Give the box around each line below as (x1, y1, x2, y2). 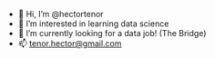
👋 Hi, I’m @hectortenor (17, 9, 104, 19)
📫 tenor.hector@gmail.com (17, 38, 122, 49)
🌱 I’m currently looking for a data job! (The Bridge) (17, 28, 207, 38)
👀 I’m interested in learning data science (17, 18, 169, 29)
